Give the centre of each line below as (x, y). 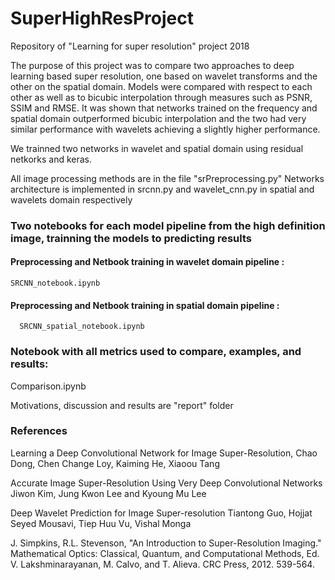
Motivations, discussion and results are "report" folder (122, 405)
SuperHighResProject (102, 18)
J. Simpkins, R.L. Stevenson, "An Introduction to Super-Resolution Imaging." (166, 543)
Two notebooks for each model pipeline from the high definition (168, 225)
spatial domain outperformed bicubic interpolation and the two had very (158, 118)
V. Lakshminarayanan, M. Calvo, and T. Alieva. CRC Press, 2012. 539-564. (162, 564)
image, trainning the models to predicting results (131, 238)
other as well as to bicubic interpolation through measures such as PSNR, (161, 97)
